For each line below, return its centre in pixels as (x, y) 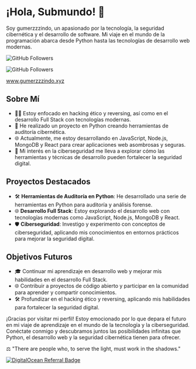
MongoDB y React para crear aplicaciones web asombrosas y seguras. (100, 144)
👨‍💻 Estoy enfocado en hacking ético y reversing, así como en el (91, 113)
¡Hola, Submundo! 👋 (56, 12)
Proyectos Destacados (48, 182)
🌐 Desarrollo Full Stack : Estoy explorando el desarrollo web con (92, 211)
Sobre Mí (23, 99)
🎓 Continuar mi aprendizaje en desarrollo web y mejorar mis (88, 271)
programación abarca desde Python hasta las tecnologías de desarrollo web (98, 40)
